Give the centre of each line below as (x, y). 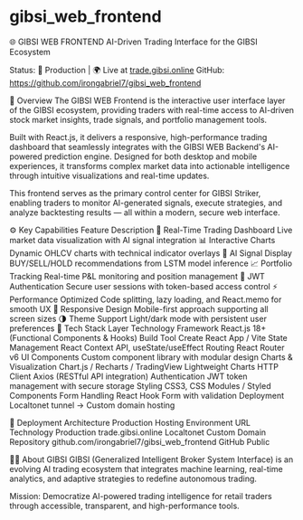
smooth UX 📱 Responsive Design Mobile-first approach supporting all (139, 308)
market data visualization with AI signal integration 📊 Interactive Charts (142, 240)
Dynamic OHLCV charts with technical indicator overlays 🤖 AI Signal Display (151, 253)
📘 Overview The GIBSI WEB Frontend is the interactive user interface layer (147, 100)
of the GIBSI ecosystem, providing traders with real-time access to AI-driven (152, 109)
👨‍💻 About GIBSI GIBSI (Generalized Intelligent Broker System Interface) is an (151, 459)
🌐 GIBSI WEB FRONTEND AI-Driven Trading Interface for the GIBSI (133, 42)
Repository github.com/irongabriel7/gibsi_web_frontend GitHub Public (140, 441)
